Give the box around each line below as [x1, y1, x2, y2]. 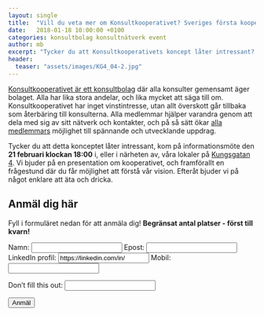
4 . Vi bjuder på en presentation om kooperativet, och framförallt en [8, 158, 225, 167]
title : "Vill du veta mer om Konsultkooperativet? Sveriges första [8, 19, 237, 27]
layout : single [8, 11, 58, 20]
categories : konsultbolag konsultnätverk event [8, 33, 167, 42]
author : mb [8, 41, 44, 49]
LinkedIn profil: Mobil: [8, 252, 171, 262]
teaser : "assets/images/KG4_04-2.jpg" [15, 63, 143, 71]
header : [8, 56, 34, 64]
